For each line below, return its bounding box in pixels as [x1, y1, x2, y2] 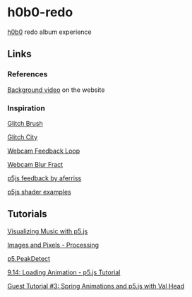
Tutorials [7, 208, 47, 220]
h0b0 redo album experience [7, 28, 92, 36]
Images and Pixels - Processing [7, 240, 100, 249]
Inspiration [7, 103, 46, 113]
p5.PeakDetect [7, 254, 51, 262]
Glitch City [7, 132, 38, 141]
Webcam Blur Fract [7, 160, 64, 168]
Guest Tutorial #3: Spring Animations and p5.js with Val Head [7, 281, 185, 290]
